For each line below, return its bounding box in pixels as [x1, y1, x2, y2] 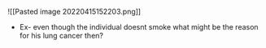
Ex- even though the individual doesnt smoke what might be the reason [19, 22, 259, 31]
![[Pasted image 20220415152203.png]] [7, 7, 142, 16]
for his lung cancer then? [19, 31, 103, 40]
